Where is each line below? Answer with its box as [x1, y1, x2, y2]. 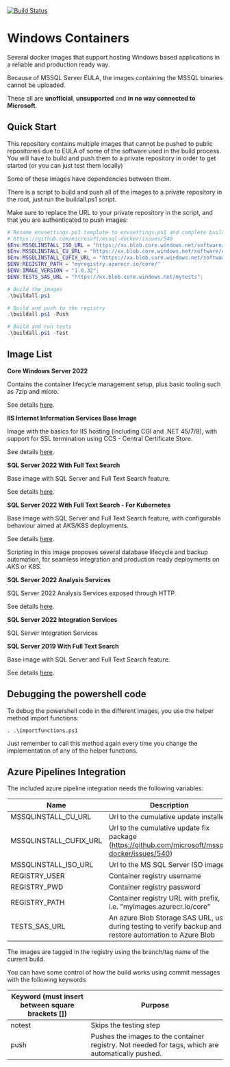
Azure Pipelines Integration [7, 766, 127, 778]
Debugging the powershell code [7, 688, 146, 700]
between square [20, 1001, 75, 1010]
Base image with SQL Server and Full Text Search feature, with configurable [7, 514, 221, 522]
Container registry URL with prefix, [108, 894, 220, 903]
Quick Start [7, 121, 57, 133]
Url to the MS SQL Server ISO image [108, 860, 225, 870]
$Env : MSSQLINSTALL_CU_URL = [7, 248, 88, 255]
